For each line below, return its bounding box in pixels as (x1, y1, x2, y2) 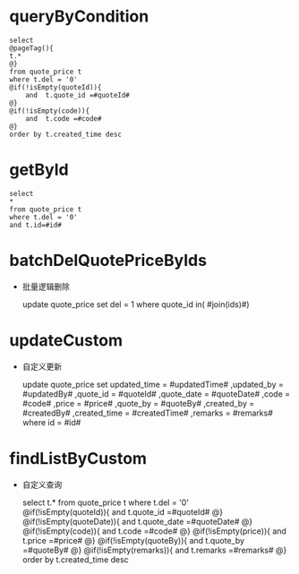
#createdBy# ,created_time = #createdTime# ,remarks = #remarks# (21, 407, 273, 418)
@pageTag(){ (9, 43, 54, 53)
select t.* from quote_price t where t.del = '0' (21, 497, 190, 508)
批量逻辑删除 (21, 280, 70, 292)
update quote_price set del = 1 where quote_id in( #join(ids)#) (21, 298, 250, 310)
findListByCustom (9, 448, 148, 468)
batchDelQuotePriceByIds (9, 251, 208, 270)
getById (9, 159, 69, 180)
